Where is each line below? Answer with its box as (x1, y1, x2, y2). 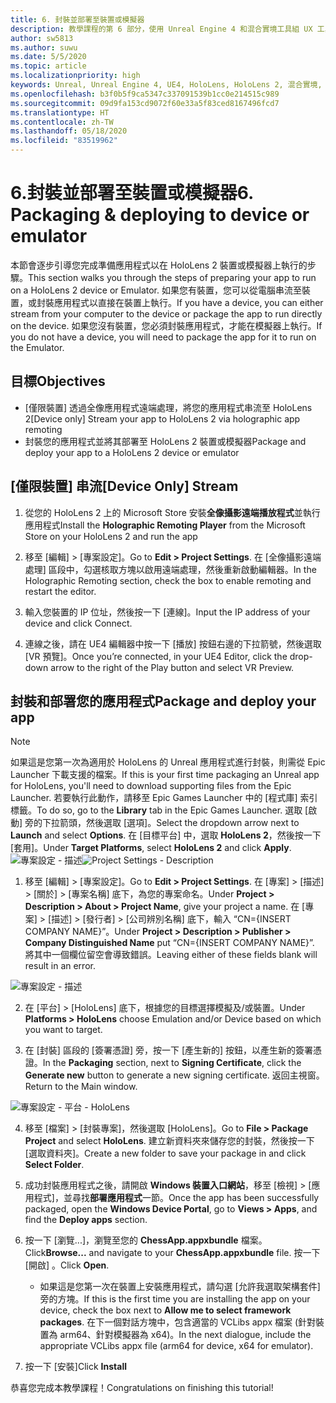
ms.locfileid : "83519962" (10, 136, 118, 146)
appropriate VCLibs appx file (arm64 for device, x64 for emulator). (39, 1340, 314, 1352)
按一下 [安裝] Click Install (24, 1361, 127, 1373)
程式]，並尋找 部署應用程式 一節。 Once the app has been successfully (33, 1192, 320, 1204)
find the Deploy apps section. (24, 1214, 148, 1226)
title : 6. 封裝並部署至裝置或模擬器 (10, 14, 145, 25)
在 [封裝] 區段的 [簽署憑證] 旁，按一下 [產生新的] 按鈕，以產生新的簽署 (24, 1044, 314, 1056)
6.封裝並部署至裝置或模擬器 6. (10, 182, 254, 205)
